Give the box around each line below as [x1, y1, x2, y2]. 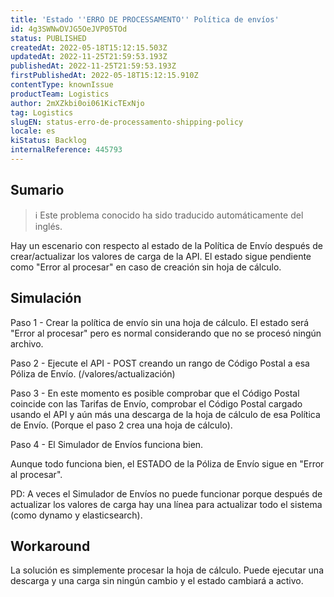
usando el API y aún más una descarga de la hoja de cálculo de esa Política [10, 408, 321, 420]
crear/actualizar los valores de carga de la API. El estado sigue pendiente [10, 250, 312, 262]
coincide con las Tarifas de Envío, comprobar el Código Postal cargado [10, 397, 303, 410]
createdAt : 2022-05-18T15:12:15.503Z [10, 42, 168, 53]
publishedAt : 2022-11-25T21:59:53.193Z [10, 61, 177, 71]
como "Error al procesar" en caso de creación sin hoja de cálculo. [10, 261, 282, 273]
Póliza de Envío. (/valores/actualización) [10, 367, 176, 380]
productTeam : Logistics [10, 89, 110, 99]
